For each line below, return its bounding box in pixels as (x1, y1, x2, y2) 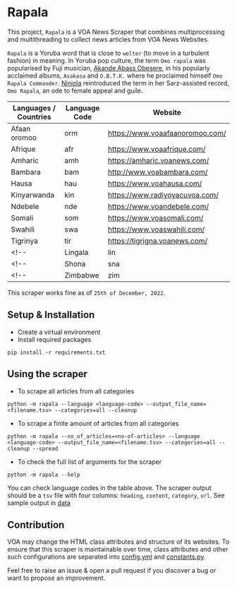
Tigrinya (11, 236, 39, 246)
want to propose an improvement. (7, 573, 106, 583)
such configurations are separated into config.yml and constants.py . (7, 552, 206, 561)
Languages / (13, 103, 56, 113)
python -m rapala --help (7, 471, 80, 478)
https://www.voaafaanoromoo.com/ (107, 128, 226, 138)
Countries (17, 112, 51, 121)
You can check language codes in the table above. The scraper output (7, 483, 212, 492)
